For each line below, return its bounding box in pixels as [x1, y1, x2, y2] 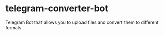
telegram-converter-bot [5, 3, 109, 14]
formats [5, 24, 22, 30]
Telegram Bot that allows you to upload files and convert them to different [5, 19, 159, 25]
